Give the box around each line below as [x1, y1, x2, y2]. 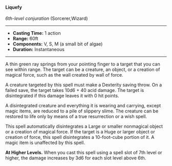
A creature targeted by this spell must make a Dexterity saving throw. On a [5, 82, 162, 88]
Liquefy [5, 4, 22, 10]
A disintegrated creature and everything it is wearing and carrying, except [5, 103, 161, 109]
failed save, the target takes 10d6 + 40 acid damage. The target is [5, 87, 144, 93]
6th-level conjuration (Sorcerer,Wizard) [5, 15, 88, 21]
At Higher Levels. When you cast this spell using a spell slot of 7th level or [5, 150, 162, 156]
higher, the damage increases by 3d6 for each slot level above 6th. [5, 155, 146, 161]
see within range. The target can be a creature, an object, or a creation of [5, 66, 160, 73]
